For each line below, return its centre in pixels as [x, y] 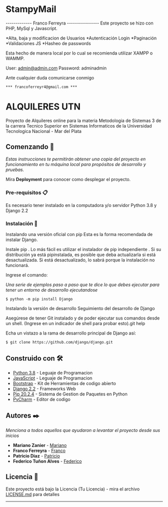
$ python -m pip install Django [39, 299]
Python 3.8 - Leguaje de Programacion [53, 373]
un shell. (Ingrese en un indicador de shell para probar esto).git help [76, 323]
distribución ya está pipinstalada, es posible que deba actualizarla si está [81, 255]
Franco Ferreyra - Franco [39, 450]
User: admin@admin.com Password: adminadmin [56, 68]
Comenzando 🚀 [30, 147]
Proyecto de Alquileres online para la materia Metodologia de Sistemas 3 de [84, 120]
